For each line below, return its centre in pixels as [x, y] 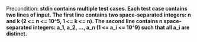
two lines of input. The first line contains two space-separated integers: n [98, 15]
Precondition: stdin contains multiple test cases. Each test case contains [97, 9]
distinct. [17, 34]
